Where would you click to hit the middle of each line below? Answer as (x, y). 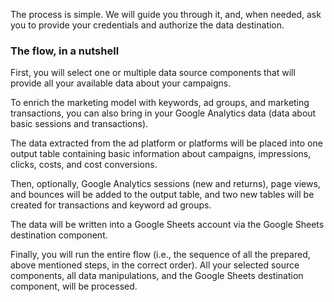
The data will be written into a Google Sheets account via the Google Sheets (167, 225)
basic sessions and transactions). (79, 124)
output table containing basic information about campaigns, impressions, (161, 154)
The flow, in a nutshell (65, 51)
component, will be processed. (74, 286)
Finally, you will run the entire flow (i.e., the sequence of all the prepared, (160, 255)
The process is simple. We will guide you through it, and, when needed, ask (166, 14)
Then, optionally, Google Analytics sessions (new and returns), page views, (165, 184)
